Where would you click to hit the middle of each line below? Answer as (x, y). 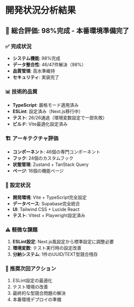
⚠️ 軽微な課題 (21, 230)
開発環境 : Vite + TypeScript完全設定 (50, 197)
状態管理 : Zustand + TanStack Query (51, 164)
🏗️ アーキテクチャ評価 (32, 139)
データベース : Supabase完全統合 (46, 203)
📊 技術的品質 (21, 92)
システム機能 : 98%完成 (36, 58)
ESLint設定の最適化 (32, 281)
